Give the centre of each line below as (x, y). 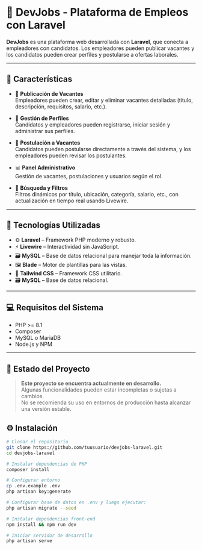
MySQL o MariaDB (38, 338)
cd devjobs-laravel (31, 453)
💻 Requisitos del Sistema (55, 308)
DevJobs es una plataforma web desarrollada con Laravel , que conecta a (97, 42)
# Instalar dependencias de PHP (47, 464)
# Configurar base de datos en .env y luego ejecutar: (76, 502)
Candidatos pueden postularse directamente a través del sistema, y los (103, 149)
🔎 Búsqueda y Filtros (41, 188)
